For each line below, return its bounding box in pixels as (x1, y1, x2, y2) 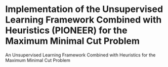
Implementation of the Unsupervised (5, 3, 163, 15)
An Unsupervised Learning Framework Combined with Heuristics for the (5, 51, 156, 58)
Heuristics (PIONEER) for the (5, 25, 128, 36)
